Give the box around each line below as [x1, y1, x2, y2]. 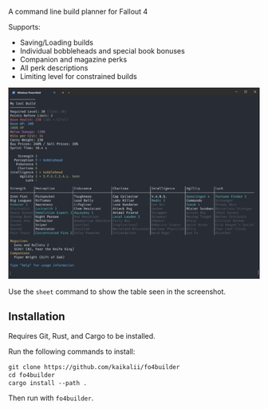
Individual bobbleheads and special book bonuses [19, 46, 185, 55]
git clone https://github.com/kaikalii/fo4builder [8, 363, 180, 371]
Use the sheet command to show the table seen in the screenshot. [8, 287, 226, 296]
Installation [8, 310, 65, 324]
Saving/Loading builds [19, 38, 94, 47]
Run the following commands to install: [8, 347, 136, 356]
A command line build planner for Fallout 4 [8, 7, 148, 16]
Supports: [8, 22, 41, 31]
